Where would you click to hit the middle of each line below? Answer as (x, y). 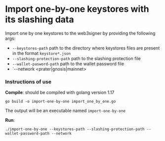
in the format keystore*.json (41, 53)
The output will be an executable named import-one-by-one (65, 111)
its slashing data (40, 19)
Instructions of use (28, 81)
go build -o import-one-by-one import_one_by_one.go (61, 102)
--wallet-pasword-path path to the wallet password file (68, 64)
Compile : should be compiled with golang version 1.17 (60, 93)
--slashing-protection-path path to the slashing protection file (76, 58)
